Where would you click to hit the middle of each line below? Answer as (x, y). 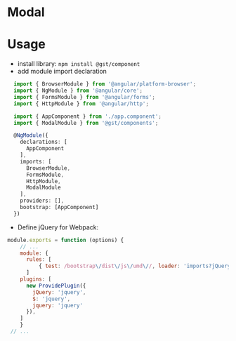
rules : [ (39, 260)
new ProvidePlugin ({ (56, 286)
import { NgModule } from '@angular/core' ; (78, 91)
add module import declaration (62, 72)
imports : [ (36, 161)
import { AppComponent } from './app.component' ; (87, 116)
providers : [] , (42, 201)
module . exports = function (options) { (66, 240)
